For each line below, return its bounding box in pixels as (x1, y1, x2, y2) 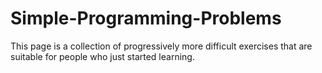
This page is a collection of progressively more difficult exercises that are (10, 40, 313, 52)
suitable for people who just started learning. (10, 50, 195, 62)
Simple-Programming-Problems (10, 7, 282, 30)
